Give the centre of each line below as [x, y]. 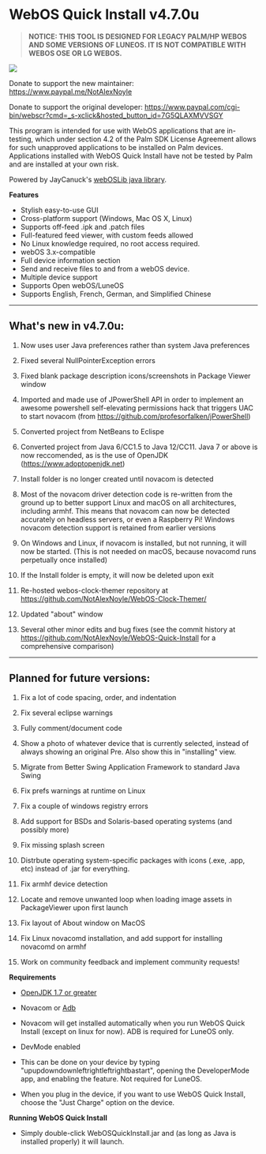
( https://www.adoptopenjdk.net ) [73, 463]
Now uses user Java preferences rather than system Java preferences [135, 345]
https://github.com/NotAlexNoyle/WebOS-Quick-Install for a [118, 638]
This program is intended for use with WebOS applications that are [117, 130]
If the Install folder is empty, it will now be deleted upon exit [117, 575]
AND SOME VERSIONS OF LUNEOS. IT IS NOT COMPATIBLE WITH [137, 44]
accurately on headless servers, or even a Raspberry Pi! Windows [127, 519]
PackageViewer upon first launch [74, 907]
